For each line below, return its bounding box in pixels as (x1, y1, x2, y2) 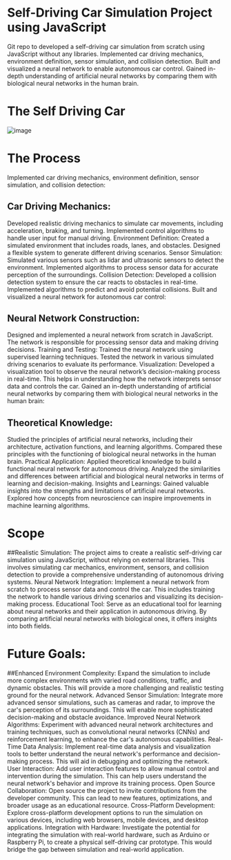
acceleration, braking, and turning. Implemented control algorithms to (7, 226, 205, 234)
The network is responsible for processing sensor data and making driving (7, 338, 219, 346)
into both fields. (7, 622, 52, 630)
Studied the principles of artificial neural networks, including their (7, 436, 193, 444)
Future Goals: (7, 646, 86, 662)
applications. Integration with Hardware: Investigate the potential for (7, 823, 201, 832)
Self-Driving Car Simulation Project (7, 5, 212, 21)
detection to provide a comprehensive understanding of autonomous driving (7, 570, 224, 579)
